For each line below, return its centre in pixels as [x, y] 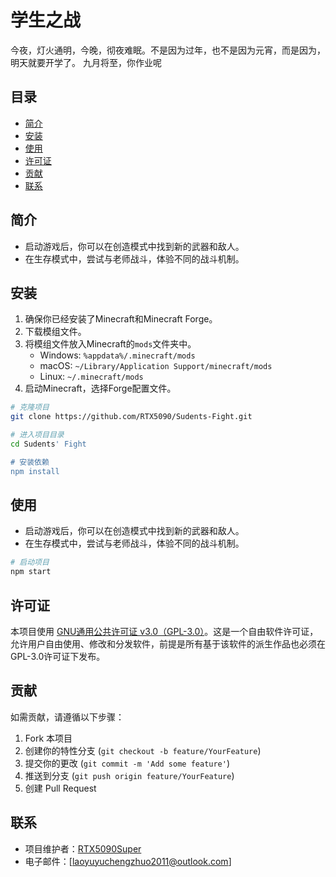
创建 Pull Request [60, 788]
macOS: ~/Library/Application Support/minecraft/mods [156, 366]
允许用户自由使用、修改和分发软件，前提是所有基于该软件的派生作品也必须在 [168, 644]
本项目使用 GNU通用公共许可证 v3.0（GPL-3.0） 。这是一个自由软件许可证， [164, 631]
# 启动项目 [30, 562]
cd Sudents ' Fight [48, 444]
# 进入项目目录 [37, 435]
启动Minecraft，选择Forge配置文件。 [100, 388]
